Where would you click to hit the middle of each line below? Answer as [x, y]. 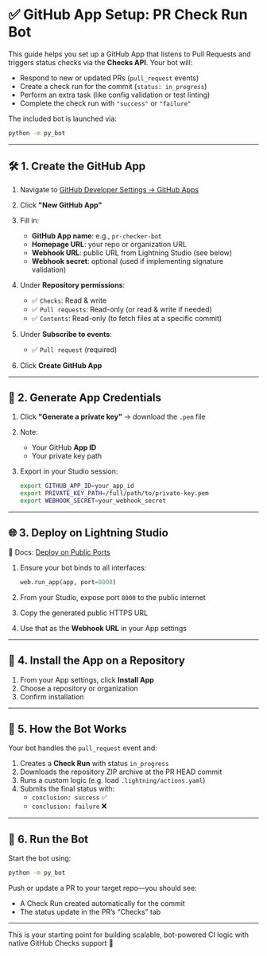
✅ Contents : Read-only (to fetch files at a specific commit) [127, 318]
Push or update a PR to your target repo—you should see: [103, 888]
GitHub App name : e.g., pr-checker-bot [97, 235]
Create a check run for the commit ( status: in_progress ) [113, 86]
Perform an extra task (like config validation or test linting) [115, 95]
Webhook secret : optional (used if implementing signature [128, 261]
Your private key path [66, 456]
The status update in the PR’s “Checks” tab [90, 912]
